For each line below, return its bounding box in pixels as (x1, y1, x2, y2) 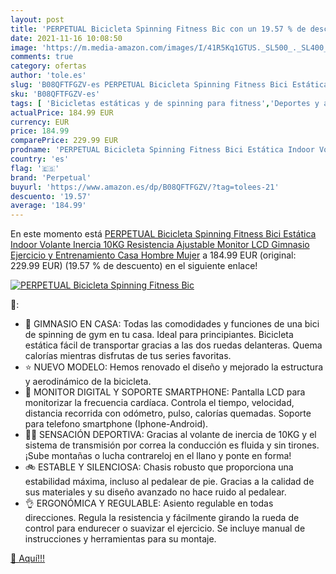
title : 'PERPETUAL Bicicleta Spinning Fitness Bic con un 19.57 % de (10, 24, 307, 34)
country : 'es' (10, 154, 70, 164)
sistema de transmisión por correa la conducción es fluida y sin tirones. (24, 439, 320, 451)
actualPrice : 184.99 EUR (10, 107, 114, 118)
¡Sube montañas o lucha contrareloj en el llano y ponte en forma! (24, 450, 292, 462)
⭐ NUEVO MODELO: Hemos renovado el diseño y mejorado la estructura (24, 361, 324, 373)
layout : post (10, 14, 65, 25)
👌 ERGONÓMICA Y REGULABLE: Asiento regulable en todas (24, 497, 274, 510)
